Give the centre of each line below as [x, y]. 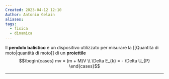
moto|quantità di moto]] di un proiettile [46, 53]
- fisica [19, 29]
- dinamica [21, 33]
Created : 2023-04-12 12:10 [33, 10]
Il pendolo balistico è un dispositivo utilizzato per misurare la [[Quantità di [82, 48]
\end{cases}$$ [84, 66]
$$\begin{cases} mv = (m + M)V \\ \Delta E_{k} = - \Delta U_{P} [84, 61]
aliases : [14, 19]
